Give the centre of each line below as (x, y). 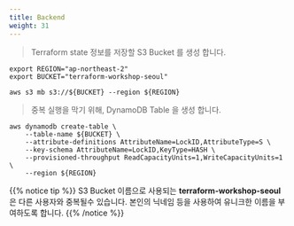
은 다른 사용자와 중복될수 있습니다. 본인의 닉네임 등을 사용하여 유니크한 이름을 (143, 201)
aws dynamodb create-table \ (63, 126)
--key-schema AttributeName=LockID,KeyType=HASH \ (120, 150)
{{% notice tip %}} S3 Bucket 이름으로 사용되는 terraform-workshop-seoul (145, 191)
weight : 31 (29, 26)
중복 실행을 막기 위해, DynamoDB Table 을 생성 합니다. (126, 109)
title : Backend (37, 17)
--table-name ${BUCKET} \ (73, 134)
